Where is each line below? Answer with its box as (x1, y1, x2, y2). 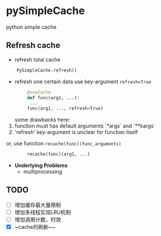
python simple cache (6, 23, 57, 30)
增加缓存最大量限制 (14, 201, 61, 208)
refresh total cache (14, 56, 61, 63)
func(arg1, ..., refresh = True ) (27, 105, 104, 112)
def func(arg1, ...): (27, 95, 80, 101)
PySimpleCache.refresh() (16, 67, 77, 73)
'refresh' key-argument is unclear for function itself (14, 129, 139, 136)
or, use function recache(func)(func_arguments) (6, 140, 122, 147)
